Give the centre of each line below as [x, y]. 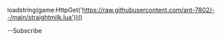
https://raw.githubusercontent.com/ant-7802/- [148, 10]
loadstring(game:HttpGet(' [45, 10]
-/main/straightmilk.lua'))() [45, 17]
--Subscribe [25, 31]
